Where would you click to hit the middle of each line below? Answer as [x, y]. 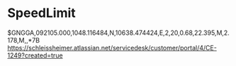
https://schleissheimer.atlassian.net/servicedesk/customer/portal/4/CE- [112, 48]
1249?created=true [35, 55]
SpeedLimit [41, 13]
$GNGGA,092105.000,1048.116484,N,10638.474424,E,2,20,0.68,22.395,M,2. [119, 33]
